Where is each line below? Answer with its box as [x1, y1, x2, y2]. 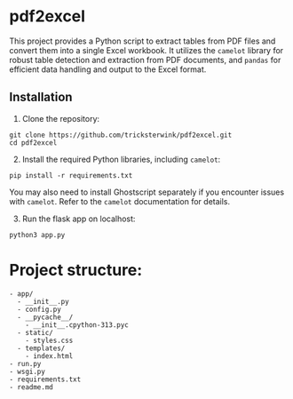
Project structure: [9, 259, 143, 280]
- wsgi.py [9, 367, 46, 376]
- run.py [9, 359, 42, 368]
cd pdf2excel [9, 138, 58, 148]
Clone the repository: [21, 113, 100, 124]
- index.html [25, 351, 74, 361]
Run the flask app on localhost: [21, 213, 136, 224]
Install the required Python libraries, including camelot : [21, 154, 221, 164]
